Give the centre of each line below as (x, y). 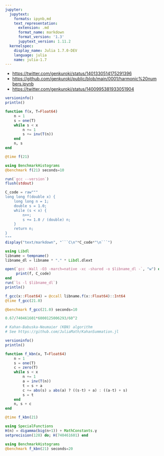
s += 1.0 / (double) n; (47, 220)
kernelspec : (22, 46)
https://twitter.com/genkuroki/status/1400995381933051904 (73, 89)
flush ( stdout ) (20, 183)
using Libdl (17, 251)
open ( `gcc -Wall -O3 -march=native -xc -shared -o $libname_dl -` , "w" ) (81, 269)
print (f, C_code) (33, 274)
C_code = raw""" (21, 192)
